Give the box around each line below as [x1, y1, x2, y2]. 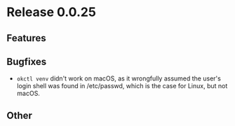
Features [6, 32, 46, 44]
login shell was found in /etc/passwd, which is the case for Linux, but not [16, 82, 228, 90]
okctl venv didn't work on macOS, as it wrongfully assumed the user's [16, 74, 222, 83]
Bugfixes [6, 55, 47, 67]
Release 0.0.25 [6, 4, 96, 20]
